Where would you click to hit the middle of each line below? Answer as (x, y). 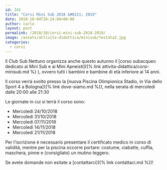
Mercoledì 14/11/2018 (34, 127)
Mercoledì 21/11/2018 (34, 132)
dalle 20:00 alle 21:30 (27, 92)
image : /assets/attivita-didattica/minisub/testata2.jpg (66, 38)
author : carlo (20, 24)
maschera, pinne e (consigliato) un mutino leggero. (58, 153)
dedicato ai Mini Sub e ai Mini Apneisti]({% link (53, 66)
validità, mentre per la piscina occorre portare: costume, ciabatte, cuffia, (80, 147)
